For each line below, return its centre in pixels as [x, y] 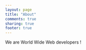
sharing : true [20, 24]
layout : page [19, 10]
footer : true [19, 28]
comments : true [21, 19]
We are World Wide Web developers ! [43, 42]
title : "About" [21, 14]
